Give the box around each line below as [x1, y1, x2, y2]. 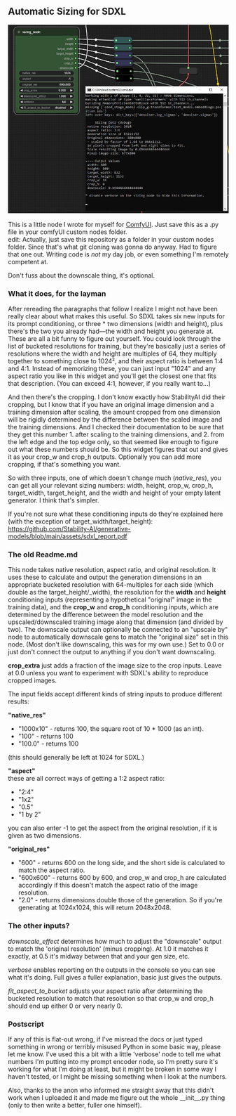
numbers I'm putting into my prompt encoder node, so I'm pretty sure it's [8, 1058, 218, 1066]
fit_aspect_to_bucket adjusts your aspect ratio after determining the [8, 987, 203, 995]
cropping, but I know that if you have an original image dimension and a [8, 401, 214, 409]
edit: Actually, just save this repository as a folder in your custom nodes [8, 235, 214, 243]
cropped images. [8, 676, 57, 684]
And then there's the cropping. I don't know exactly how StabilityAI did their [8, 393, 226, 401]
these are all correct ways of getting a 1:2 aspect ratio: [8, 774, 165, 783]
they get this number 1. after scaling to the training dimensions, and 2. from [8, 430, 225, 439]
